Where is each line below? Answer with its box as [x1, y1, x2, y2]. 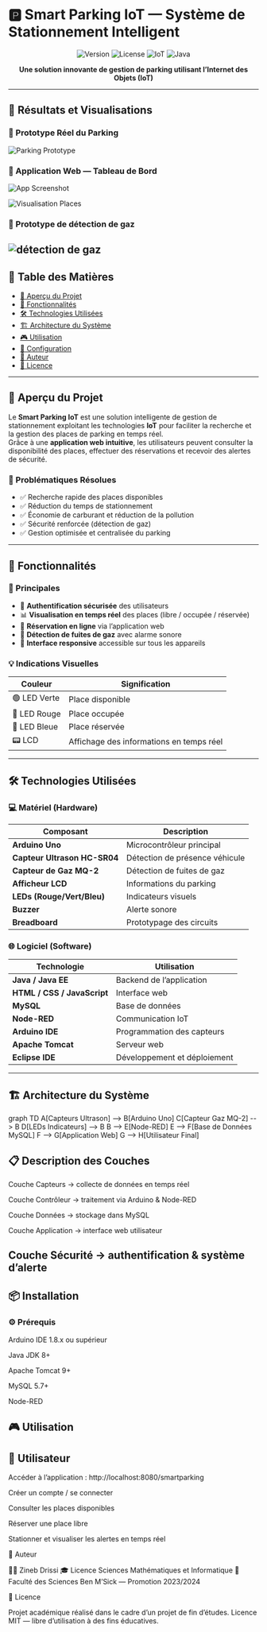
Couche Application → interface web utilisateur [8, 1225, 163, 1235]
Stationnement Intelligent [8, 23, 180, 41]
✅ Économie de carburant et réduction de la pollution [19, 510, 195, 520]
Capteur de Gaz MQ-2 [12, 864, 99, 876]
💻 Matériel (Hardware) [8, 802, 98, 814]
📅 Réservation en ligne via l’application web [19, 621, 164, 631]
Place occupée [68, 709, 125, 720]
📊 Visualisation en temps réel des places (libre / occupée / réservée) [19, 609, 250, 619]
